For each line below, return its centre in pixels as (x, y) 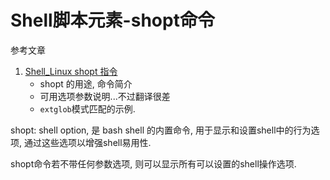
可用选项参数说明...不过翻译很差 (105, 96)
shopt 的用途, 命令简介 (86, 83)
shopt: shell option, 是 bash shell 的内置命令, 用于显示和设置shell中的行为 (161, 130)
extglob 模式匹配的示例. (87, 108)
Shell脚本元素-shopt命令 (112, 20)
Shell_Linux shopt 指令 (71, 71)
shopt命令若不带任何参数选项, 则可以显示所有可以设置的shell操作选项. (153, 163)
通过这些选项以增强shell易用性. (87, 142)
